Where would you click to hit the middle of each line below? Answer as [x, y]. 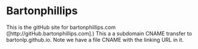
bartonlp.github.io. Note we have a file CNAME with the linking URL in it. [95, 40]
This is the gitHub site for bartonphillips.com [61, 27]
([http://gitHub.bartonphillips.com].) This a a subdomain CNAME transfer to [99, 33]
